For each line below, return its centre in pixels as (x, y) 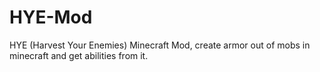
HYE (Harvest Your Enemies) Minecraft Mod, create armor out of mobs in (160, 45)
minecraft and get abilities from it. (79, 55)
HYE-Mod (51, 17)
